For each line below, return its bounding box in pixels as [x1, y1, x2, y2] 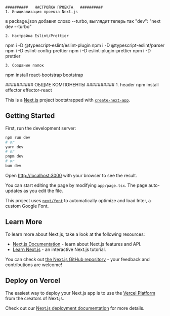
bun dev [5, 163, 22, 169]
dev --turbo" [5, 23, 32, 29]
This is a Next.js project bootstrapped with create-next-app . [5, 97, 131, 103]
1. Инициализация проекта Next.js [5, 9, 78, 14]
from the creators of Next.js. [5, 295, 64, 301]
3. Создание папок [5, 63, 44, 68]
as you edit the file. [23, 187, 63, 194]
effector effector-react [5, 87, 52, 93]
